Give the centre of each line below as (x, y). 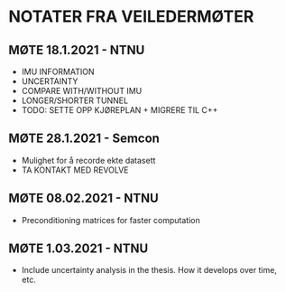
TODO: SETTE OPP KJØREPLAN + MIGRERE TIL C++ (120, 110)
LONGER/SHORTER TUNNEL (74, 100)
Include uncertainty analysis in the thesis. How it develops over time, (149, 270)
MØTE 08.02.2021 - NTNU (83, 198)
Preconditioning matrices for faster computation (111, 220)
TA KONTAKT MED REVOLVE (75, 170)
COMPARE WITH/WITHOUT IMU (82, 91)
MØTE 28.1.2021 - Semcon (84, 139)
